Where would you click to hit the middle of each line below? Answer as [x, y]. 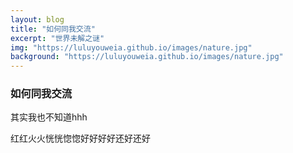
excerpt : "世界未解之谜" [57, 38]
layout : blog [37, 19]
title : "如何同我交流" [53, 29]
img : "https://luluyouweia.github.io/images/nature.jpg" [131, 47]
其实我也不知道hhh [49, 117]
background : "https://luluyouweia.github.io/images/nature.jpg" [147, 57]
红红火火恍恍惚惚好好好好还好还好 [80, 138]
